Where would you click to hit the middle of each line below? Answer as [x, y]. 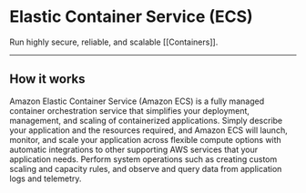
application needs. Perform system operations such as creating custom [143, 159]
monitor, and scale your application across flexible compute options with [146, 139]
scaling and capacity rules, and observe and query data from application [146, 168]
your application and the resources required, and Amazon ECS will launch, [149, 130]
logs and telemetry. [46, 178]
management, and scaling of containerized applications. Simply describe [146, 120]
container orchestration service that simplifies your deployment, [130, 110]
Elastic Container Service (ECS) [131, 17]
